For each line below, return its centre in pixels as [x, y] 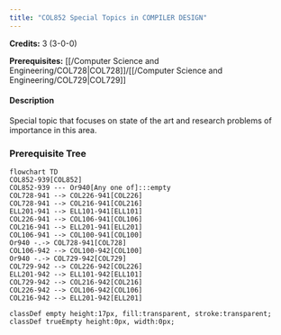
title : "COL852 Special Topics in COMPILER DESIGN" [108, 18]
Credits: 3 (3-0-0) [44, 43]
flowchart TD [34, 172]
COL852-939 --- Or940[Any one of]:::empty [90, 188]
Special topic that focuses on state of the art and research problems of [140, 120]
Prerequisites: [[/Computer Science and [84, 60]
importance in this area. [53, 130]
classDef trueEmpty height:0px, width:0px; [92, 322]
